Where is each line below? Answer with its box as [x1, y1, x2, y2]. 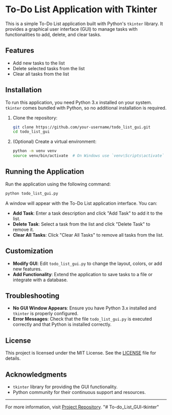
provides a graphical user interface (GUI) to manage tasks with [5, 26, 138, 32]
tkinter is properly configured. [12, 310, 78, 317]
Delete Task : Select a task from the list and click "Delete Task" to [12, 221, 150, 227]
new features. [12, 265, 42, 272]
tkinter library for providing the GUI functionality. [12, 384, 118, 390]
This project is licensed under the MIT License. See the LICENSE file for [5, 350, 157, 356]
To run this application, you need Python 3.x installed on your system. [5, 99, 153, 106]
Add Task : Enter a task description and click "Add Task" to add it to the [12, 210, 163, 216]
